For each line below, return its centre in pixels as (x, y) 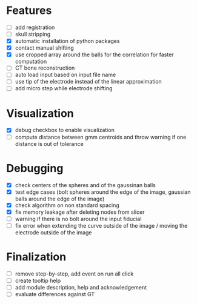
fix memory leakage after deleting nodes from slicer (80, 212)
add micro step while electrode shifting (64, 88)
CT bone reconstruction (45, 68)
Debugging (35, 168)
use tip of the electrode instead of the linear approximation (88, 82)
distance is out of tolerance (49, 144)
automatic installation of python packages (67, 41)
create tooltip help (38, 280)
